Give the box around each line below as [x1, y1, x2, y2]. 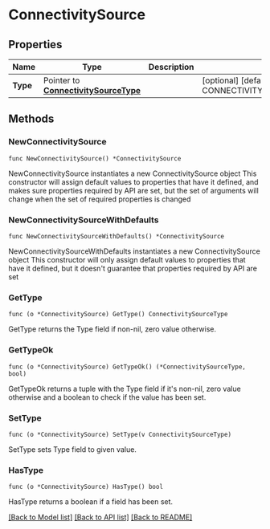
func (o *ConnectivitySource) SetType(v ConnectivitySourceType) [8, 430, 231, 438]
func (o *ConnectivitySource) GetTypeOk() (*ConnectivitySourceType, [8, 363, 247, 371]
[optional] [202, 75, 239, 86]
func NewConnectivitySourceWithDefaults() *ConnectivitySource [8, 232, 225, 240]
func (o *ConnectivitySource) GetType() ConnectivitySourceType [8, 311, 228, 319]
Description [148, 62, 194, 72]
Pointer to [43, 75, 80, 86]
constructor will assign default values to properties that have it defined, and [8, 177, 259, 186]
